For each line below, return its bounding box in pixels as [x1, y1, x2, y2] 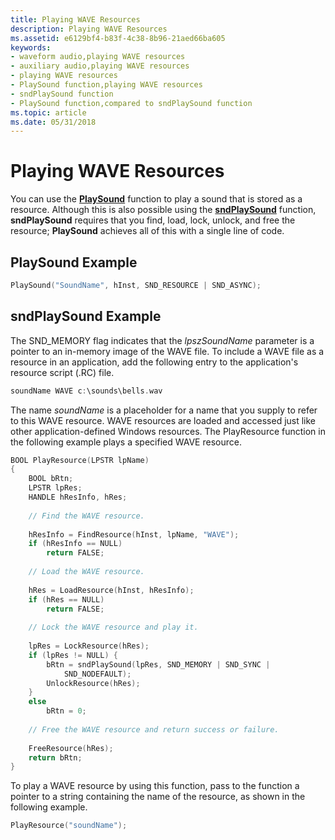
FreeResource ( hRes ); [28, 743, 114, 753]
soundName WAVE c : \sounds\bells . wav [10, 386, 163, 396]
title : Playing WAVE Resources [10, 14, 141, 25]
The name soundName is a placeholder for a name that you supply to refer [10, 404, 318, 416]
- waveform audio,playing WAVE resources [10, 52, 186, 62]
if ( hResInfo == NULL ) [28, 539, 123, 549]
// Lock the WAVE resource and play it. [28, 622, 199, 633]
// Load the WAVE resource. [28, 567, 145, 577]
